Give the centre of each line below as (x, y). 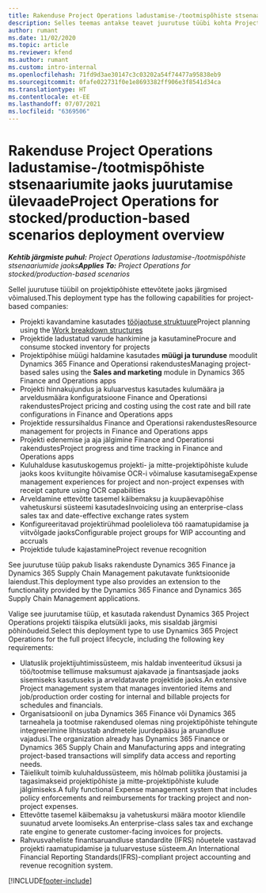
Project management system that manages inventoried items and (125, 688)
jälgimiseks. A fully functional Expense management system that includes (138, 789)
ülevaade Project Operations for (114, 201)
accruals (34, 541)
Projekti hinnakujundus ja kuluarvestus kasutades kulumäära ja (122, 389)
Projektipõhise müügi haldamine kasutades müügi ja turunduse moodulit (139, 355)
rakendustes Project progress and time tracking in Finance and (121, 448)
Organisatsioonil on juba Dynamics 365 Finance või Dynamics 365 (127, 713)
